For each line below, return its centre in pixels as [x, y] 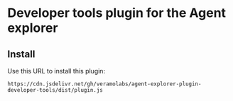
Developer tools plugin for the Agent [116, 13]
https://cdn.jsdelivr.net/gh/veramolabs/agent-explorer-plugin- [104, 84]
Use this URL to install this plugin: [56, 71]
